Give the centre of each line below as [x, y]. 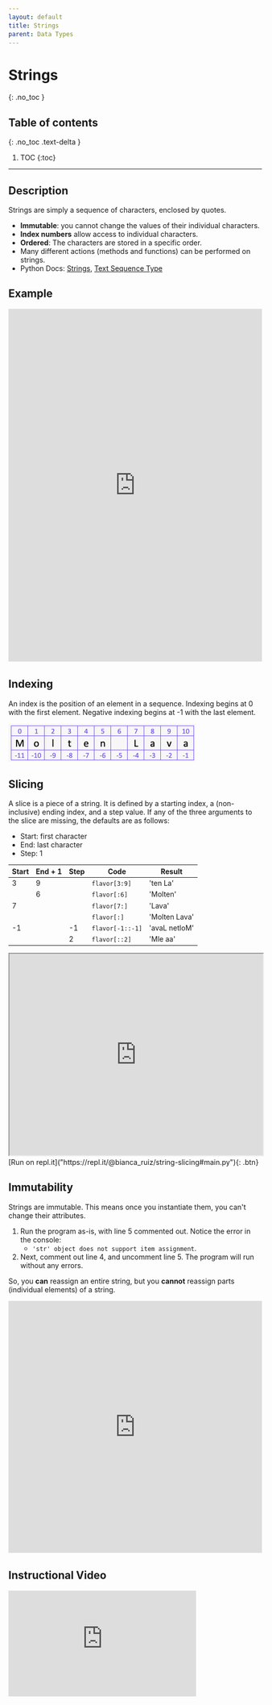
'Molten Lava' [171, 917]
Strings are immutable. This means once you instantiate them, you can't [128, 1207]
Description [38, 191]
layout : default [35, 17]
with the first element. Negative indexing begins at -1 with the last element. [132, 712]
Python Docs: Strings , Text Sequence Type [91, 268]
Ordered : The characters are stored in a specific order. [111, 243]
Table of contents [53, 122]
